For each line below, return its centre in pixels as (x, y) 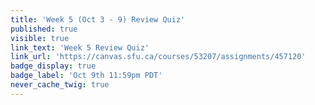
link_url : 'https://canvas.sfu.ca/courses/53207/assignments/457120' (158, 57)
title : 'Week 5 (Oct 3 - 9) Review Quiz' (98, 19)
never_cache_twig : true (60, 85)
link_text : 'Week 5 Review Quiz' (80, 47)
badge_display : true (53, 66)
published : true (44, 29)
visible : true (40, 38)
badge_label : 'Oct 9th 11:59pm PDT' (86, 76)
